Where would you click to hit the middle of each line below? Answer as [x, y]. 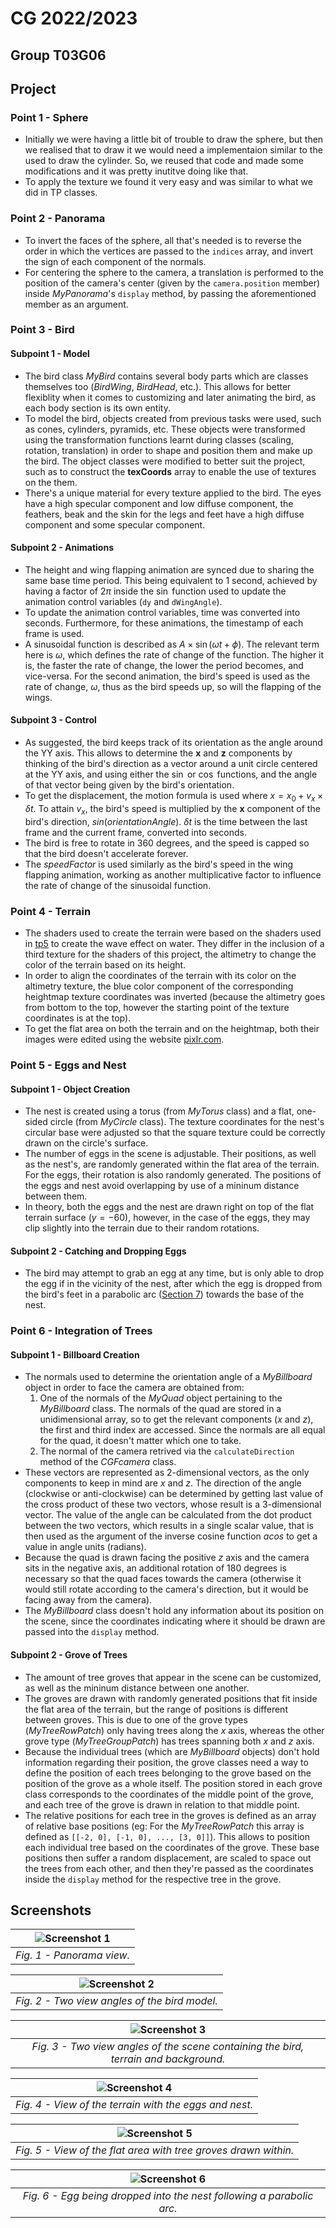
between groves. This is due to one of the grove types [136, 1719]
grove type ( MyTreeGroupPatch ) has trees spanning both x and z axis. [169, 1741]
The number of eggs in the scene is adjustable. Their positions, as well [170, 1154]
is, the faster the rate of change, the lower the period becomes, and [164, 665]
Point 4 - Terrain [51, 911]
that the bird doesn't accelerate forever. [106, 853]
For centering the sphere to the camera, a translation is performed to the [174, 272]
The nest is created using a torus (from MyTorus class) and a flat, [159, 1111]
